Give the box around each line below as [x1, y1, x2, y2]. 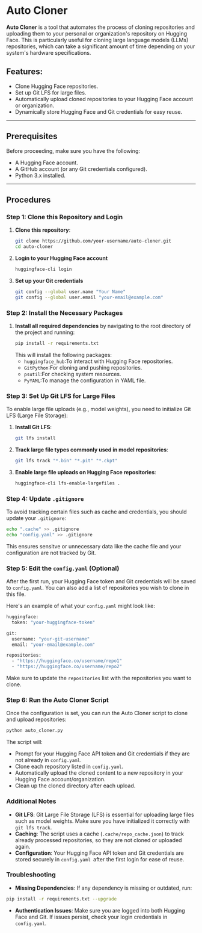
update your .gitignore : [6, 515, 66, 522]
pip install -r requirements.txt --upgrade [6, 896, 117, 902]
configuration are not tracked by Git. [6, 549, 96, 556]
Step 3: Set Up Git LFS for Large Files [6, 392, 115, 400]
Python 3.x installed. [14, 172, 66, 179]
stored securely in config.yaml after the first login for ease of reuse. [14, 855, 185, 863]
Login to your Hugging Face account [14, 255, 108, 262]
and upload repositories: [6, 716, 67, 723]
